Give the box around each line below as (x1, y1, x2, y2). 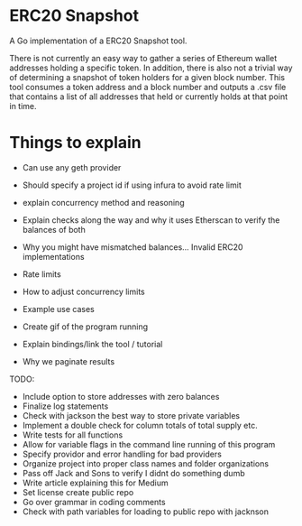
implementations (22, 251, 85, 262)
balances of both (22, 224, 86, 235)
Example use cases (22, 303, 95, 314)
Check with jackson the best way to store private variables (22, 410, 241, 420)
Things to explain (9, 133, 142, 153)
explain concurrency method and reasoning (22, 197, 185, 208)
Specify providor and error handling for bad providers (22, 448, 223, 459)
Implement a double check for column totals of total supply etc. (22, 420, 259, 430)
